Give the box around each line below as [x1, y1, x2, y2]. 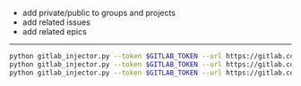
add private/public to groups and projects [21, 8, 176, 18]
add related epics [21, 27, 87, 36]
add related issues [21, 17, 91, 27]
